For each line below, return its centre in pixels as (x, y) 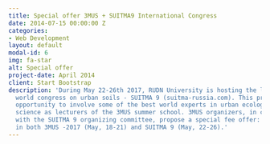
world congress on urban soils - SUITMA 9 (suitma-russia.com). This (134, 98)
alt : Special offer (41, 68)
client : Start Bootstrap (50, 82)
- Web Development (39, 38)
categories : (28, 30)
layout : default (35, 46)
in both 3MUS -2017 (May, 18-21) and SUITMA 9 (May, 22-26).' (122, 127)
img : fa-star (30, 61)
